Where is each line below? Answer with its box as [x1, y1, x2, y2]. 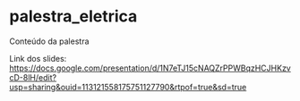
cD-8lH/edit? [9, 72, 56, 82]
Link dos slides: [9, 53, 67, 63]
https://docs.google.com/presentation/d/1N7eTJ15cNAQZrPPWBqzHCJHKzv [9, 63, 291, 73]
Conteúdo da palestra [9, 36, 90, 46]
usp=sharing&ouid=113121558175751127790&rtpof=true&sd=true [9, 81, 247, 92]
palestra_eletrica [9, 6, 138, 27]
